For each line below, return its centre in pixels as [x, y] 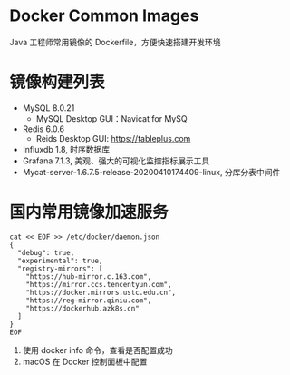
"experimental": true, [60, 261]
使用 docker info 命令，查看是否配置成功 [98, 350]
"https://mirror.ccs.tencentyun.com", [99, 284]
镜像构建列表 [58, 82]
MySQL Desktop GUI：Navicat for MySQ [111, 118]
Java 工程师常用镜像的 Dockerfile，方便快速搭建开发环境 [115, 42]
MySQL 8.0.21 [48, 108]
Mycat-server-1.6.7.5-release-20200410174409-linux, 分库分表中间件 [151, 172]
